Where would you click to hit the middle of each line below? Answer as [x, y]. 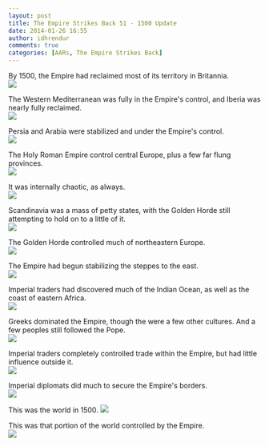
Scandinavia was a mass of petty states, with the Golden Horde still [119, 210]
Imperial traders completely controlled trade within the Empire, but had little [133, 354]
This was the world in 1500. [53, 410]
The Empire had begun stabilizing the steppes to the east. [103, 266]
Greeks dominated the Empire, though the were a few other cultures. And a [132, 321]
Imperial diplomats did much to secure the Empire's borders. [108, 386]
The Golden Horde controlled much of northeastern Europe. [107, 242]
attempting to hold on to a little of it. [67, 219]
